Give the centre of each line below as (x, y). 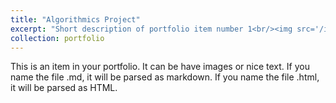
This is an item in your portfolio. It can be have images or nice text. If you (160, 67)
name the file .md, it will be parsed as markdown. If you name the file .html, (165, 77)
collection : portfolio (57, 38)
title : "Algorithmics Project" (75, 19)
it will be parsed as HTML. (64, 88)
